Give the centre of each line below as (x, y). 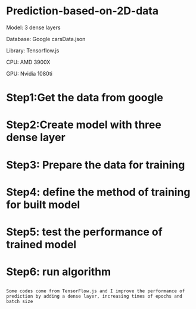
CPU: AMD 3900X (28, 62)
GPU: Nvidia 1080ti (29, 73)
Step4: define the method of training (98, 192)
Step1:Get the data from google (85, 98)
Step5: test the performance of (84, 232)
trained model (41, 244)
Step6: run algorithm (59, 272)
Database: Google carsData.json (46, 39)
